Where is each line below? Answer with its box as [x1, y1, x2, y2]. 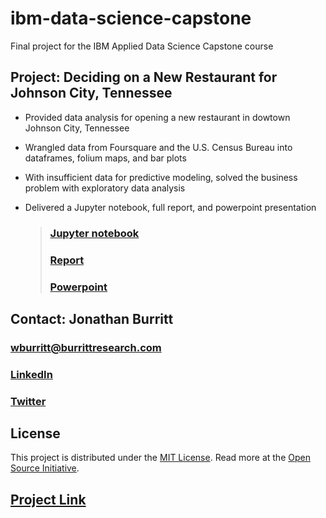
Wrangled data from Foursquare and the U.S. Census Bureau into [24, 141, 293, 153]
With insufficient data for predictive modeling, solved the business [24, 171, 298, 183]
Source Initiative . [10, 462, 80, 474]
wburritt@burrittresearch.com [10, 340, 162, 354]
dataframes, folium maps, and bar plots [24, 152, 187, 164]
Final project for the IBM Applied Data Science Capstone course [10, 40, 274, 52]
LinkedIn [10, 367, 53, 381]
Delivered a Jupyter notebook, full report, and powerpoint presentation [24, 201, 317, 213]
